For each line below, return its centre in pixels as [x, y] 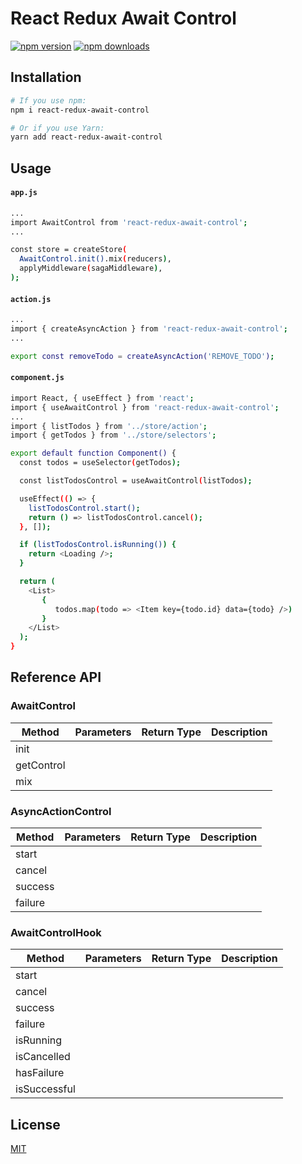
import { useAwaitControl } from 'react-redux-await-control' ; [145, 407]
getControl [40, 765]
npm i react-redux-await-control [80, 110]
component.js [37, 378]
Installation [46, 77]
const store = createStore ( [69, 250]
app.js [24, 193]
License [35, 1124]
